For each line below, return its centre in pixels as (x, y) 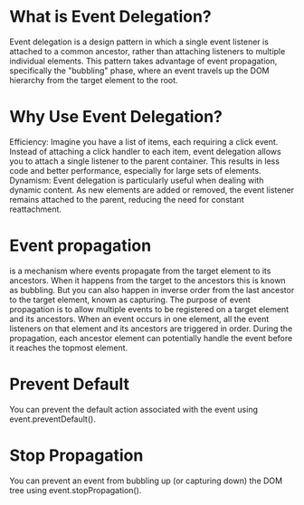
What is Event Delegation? (111, 17)
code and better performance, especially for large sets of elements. (135, 170)
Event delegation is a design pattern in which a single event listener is (139, 42)
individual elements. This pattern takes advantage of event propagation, (143, 61)
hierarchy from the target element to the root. (94, 80)
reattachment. (35, 209)
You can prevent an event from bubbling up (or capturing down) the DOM (146, 481)
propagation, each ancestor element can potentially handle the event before (151, 338)
